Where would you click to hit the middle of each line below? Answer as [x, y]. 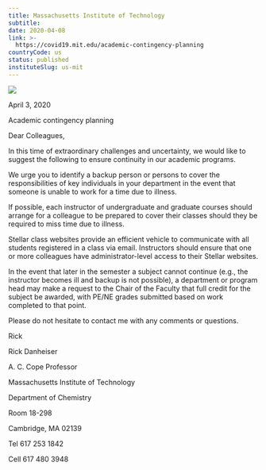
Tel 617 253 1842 [36, 443]
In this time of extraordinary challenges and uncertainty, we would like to [127, 151]
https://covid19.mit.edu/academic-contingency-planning [110, 45]
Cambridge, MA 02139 [45, 428]
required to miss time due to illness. [66, 224]
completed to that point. [48, 305]
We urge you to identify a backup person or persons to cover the [114, 175]
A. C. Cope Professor [43, 367]
